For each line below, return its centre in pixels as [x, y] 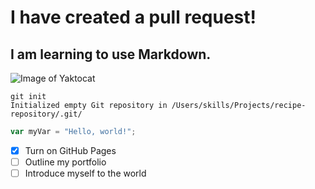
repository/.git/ [46, 114]
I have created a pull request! [133, 17]
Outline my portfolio [65, 162]
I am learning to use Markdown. [111, 54]
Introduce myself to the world [85, 173]
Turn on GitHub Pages [70, 150]
